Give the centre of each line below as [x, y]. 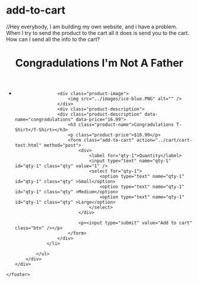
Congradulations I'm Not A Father [99, 63]
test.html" [28, 145]
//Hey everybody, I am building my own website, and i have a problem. [92, 27]
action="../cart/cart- [165, 140]
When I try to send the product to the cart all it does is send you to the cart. [98, 32]
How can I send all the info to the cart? [53, 39]
